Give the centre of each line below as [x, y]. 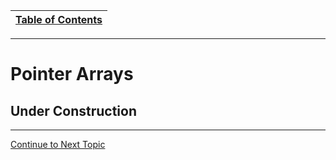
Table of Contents [59, 19]
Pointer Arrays [72, 74]
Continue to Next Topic [58, 144]
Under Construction [73, 110]
